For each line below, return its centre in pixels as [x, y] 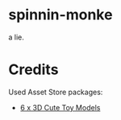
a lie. [16, 37]
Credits [33, 70]
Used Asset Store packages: [56, 92]
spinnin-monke [60, 15]
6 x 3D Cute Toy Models [60, 107]
